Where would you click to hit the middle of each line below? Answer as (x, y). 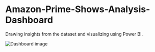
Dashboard (29, 20)
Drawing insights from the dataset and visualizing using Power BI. (74, 34)
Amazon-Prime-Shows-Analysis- (78, 9)
